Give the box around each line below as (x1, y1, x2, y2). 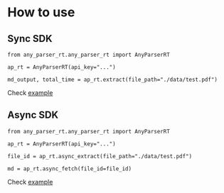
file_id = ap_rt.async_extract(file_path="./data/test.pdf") (7, 153, 193, 160)
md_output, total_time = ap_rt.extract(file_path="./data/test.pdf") (7, 76, 218, 83)
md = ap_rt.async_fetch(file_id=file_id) (7, 165, 132, 172)
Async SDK (7, 109, 59, 121)
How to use (7, 4, 75, 21)
